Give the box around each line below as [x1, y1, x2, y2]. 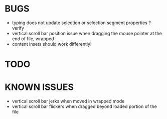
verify [12, 25, 25, 31]
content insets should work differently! [12, 41, 92, 47]
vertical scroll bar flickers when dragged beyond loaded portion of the [12, 103, 157, 109]
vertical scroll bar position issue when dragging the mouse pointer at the [12, 30, 162, 36]
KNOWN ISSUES [5, 81, 74, 93]
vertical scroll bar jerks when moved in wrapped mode [12, 98, 125, 104]
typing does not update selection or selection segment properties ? [12, 20, 151, 26]
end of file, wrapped [12, 36, 54, 42]
